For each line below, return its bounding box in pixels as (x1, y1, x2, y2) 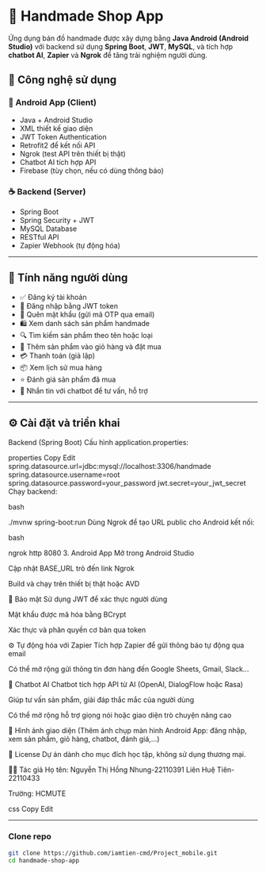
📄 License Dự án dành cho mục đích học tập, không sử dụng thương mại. (8, 749, 247, 759)
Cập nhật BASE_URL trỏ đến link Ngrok (8, 563, 135, 573)
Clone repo (8, 831, 51, 842)
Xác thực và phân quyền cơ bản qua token (8, 624, 146, 634)
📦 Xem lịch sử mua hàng (19, 363, 102, 372)
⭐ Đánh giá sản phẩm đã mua (19, 375, 116, 384)
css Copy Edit (8, 804, 54, 813)
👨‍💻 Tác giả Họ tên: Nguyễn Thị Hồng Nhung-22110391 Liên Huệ (8, 765, 215, 774)
